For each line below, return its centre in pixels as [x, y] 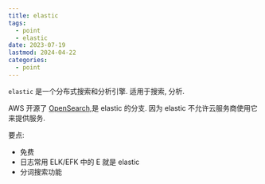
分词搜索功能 [41, 171]
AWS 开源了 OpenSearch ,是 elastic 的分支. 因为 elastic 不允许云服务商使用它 [133, 108]
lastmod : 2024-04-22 [43, 53]
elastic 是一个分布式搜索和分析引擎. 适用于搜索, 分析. [97, 91]
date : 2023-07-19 [37, 45]
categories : [28, 61]
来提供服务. [27, 118]
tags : [17, 23]
